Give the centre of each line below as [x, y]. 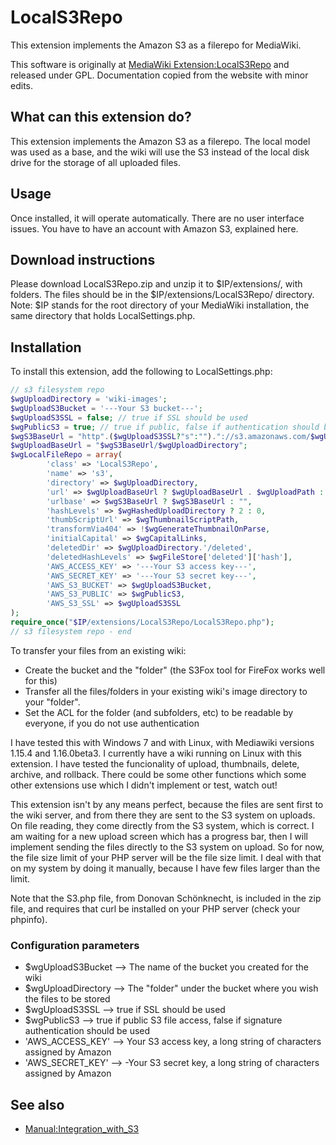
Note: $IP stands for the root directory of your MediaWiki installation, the [160, 305]
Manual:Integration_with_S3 [82, 1128]
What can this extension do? [101, 117]
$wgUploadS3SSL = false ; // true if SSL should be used [129, 417]
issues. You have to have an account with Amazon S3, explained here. [154, 228]
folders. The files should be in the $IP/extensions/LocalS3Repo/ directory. [162, 295]
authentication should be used [87, 1031]
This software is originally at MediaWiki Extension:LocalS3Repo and [150, 64]
